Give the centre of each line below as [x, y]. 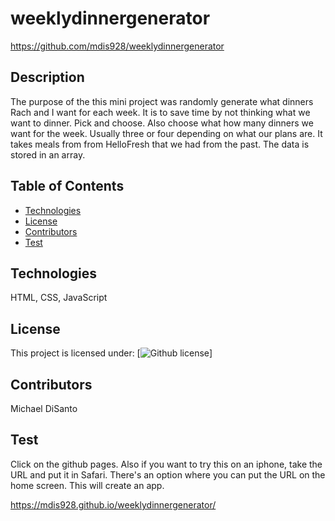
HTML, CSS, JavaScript [59, 298]
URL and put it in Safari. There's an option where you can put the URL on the [168, 474]
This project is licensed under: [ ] [111, 353]
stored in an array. [48, 154]
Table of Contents [67, 186]
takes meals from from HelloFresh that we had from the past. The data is [160, 144]
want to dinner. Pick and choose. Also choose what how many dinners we [162, 123]
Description [47, 77]
